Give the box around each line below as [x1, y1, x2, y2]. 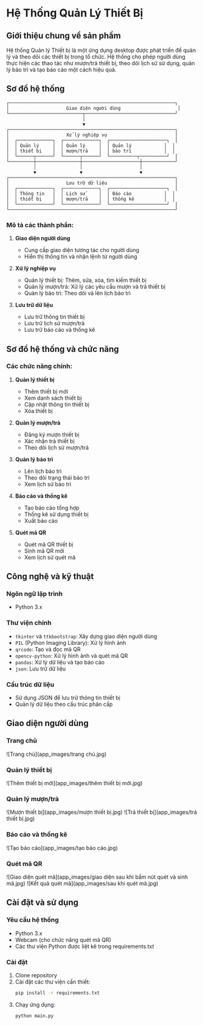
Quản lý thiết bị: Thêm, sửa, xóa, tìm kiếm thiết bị [24, 276, 147, 284]
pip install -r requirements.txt [15, 990, 100, 996]
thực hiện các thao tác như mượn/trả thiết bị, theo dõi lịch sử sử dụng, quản [6, 60, 196, 67]
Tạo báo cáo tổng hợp [24, 504, 80, 511]
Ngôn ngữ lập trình [6, 589, 63, 598]
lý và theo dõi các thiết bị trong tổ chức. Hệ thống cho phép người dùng [6, 53, 185, 60]
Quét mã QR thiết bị [24, 541, 74, 548]
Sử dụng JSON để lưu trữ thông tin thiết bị [15, 694, 120, 702]
